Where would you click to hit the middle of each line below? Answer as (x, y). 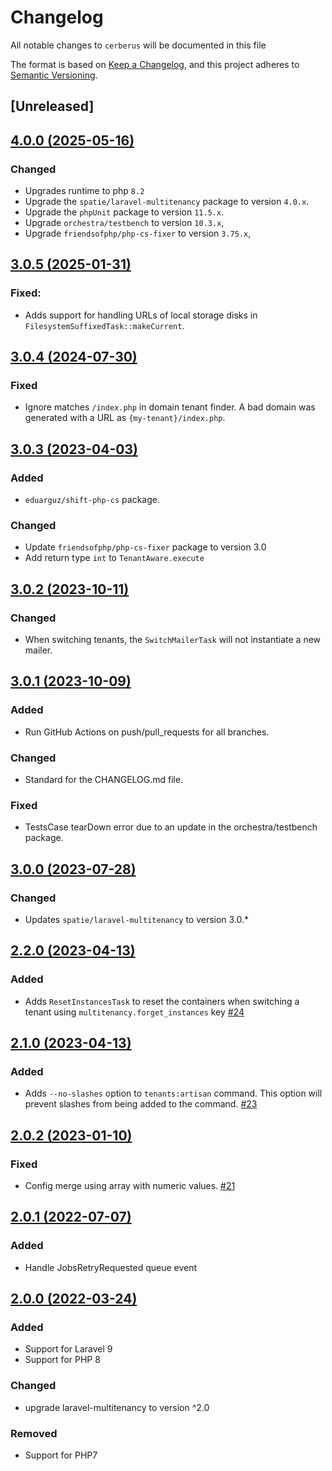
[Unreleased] (52, 106)
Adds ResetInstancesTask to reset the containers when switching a (162, 1001)
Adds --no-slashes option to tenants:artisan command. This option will (173, 1093)
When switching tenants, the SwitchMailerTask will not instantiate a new (173, 640)
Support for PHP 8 (62, 1360)
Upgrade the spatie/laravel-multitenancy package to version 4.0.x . (167, 202)
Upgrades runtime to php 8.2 (84, 191)
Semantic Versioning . (54, 75)
